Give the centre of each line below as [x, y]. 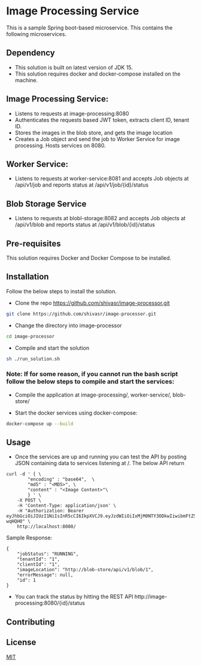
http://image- [151, 597]
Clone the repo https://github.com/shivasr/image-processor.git [92, 303]
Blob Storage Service [46, 204]
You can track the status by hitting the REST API [74, 597]
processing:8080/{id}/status [50, 603]
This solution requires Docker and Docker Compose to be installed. [89, 258]
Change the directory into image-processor [68, 325]
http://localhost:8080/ [47, 527]
